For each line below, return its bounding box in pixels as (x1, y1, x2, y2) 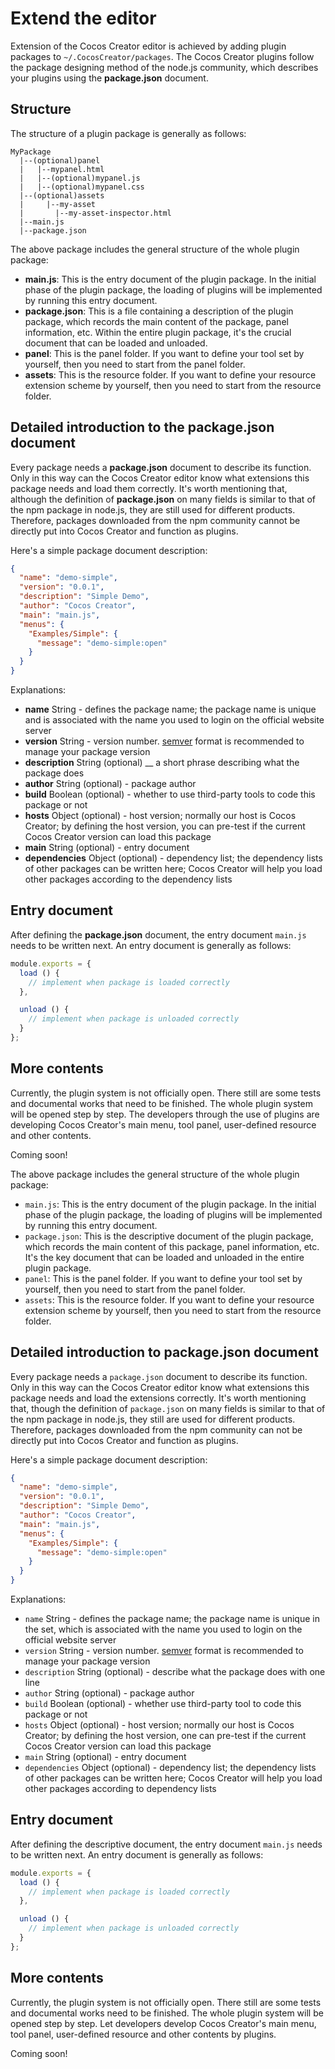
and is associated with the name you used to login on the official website (24, 714, 325, 726)
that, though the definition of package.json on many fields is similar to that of (10, 1402, 326, 1414)
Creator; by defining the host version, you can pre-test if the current (24, 820, 306, 832)
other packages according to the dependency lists (24, 873, 233, 886)
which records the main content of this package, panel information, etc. (24, 1240, 320, 1252)
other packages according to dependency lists (24, 1783, 217, 1794)
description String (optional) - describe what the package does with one (24, 1666, 326, 1677)
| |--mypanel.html (19, 164, 105, 174)
